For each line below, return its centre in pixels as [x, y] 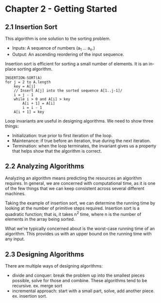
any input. [15, 239]
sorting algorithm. [35, 69]
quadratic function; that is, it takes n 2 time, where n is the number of [73, 214]
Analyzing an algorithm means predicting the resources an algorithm [73, 178]
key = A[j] [25, 86]
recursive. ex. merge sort [37, 286]
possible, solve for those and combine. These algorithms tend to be [80, 281]
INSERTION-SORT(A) [24, 78]
